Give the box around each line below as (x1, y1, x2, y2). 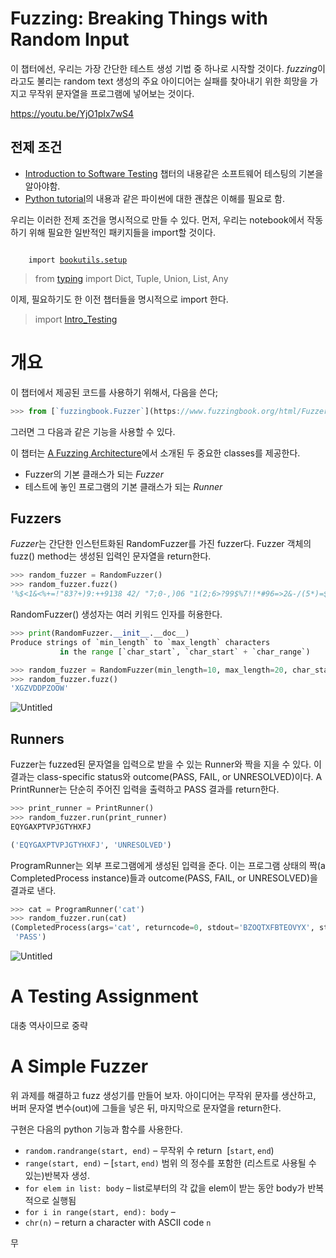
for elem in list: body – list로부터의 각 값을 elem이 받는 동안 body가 (24, 1182, 306, 1194)
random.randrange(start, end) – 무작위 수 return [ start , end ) (24, 1144, 275, 1156)
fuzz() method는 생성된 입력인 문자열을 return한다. (10, 550, 212, 562)
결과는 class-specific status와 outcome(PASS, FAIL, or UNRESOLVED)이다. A (10, 771, 323, 783)
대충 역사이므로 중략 (10, 1020, 88, 1031)
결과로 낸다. (10, 884, 57, 896)
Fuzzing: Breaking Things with (10, 7, 269, 30)
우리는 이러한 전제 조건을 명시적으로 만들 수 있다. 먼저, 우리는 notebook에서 (10, 213, 305, 226)
